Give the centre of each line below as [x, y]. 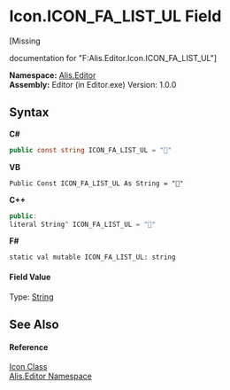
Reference [29, 347]
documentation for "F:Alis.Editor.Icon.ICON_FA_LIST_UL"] [113, 58]
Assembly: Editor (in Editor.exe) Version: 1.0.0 [93, 84]
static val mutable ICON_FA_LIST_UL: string [92, 257]
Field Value [30, 277]
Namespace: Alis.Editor [53, 75]
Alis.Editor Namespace [51, 376]
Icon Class [28, 367]
